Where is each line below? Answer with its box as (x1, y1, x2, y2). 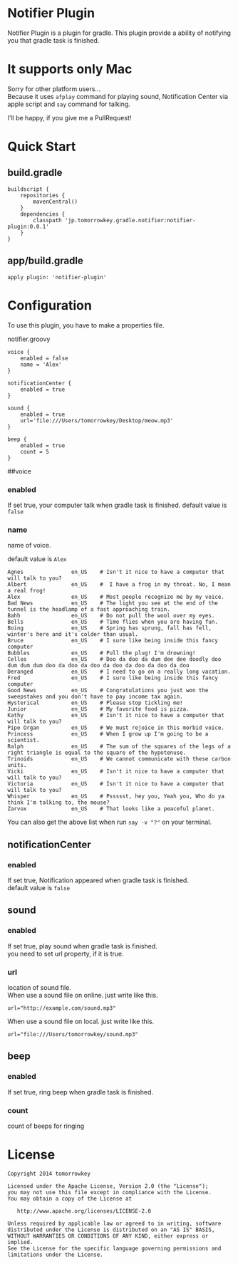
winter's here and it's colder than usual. (7, 631, 139, 638)
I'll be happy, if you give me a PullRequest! (7, 113, 132, 122)
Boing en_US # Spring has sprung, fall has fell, (7, 625, 212, 632)
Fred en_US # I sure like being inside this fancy (7, 674, 219, 681)
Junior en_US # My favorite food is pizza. (7, 706, 190, 713)
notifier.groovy (7, 335, 51, 343)
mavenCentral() (33, 198, 78, 205)
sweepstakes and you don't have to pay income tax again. (7, 693, 183, 701)
